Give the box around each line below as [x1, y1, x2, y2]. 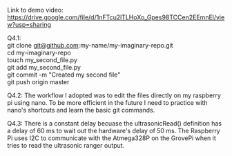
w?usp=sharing [7, 21, 52, 28]
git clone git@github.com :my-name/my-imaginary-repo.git [7, 41, 173, 49]
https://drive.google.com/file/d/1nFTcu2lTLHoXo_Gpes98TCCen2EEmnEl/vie [7, 13, 225, 21]
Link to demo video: [7, 6, 64, 14]
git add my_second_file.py [7, 64, 81, 71]
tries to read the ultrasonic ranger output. [7, 142, 125, 149]
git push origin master [7, 78, 70, 86]
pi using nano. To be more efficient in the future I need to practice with [7, 99, 209, 106]
